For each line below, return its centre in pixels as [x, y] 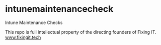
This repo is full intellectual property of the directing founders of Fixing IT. [81, 32]
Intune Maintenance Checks [34, 22]
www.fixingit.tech [23, 37]
